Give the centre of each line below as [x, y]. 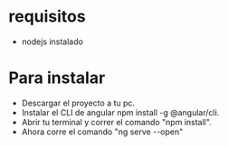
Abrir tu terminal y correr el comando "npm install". [116, 122]
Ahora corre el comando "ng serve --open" [102, 132]
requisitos [47, 17]
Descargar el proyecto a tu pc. [78, 103]
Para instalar [57, 78]
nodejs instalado [52, 41]
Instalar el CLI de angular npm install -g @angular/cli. [120, 112]
